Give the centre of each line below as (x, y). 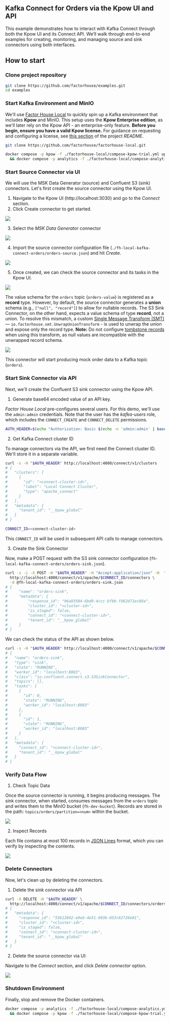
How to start (25, 61)
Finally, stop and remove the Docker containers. (55, 999)
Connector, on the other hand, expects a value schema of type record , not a (85, 313)
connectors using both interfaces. (40, 45)
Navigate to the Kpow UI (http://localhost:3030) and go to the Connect (86, 198)
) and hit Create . (104, 253)
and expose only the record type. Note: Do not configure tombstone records (85, 330)
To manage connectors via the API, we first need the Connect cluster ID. (80, 448)
